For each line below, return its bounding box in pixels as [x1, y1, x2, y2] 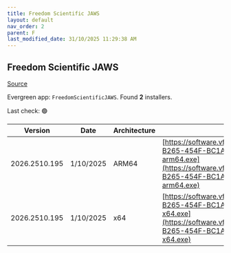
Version [23, 125, 50, 135]
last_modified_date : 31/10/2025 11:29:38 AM [7, 36, 137, 43]
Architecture [113, 125, 156, 135]
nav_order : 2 [7, 23, 45, 30]
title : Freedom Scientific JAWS [7, 10, 100, 17]
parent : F [7, 29, 36, 37]
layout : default [7, 17, 54, 23]
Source [7, 79, 27, 88]
